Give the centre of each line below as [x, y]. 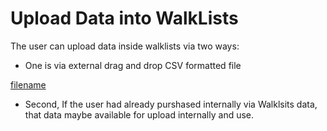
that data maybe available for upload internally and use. [139, 114]
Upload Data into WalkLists [124, 18]
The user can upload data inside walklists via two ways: [125, 46]
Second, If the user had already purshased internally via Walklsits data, [171, 104]
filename [28, 84]
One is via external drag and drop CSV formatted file [133, 65]
